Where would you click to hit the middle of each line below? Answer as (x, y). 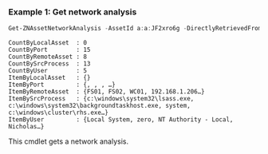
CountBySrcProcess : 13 (49, 64)
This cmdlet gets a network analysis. (69, 141)
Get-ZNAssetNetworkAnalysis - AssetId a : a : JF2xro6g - (98, 29)
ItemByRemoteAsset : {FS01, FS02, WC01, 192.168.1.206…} (106, 92)
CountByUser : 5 (48, 71)
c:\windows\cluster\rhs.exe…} (59, 113)
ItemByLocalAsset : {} (49, 78)
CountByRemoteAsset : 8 (48, 57)
